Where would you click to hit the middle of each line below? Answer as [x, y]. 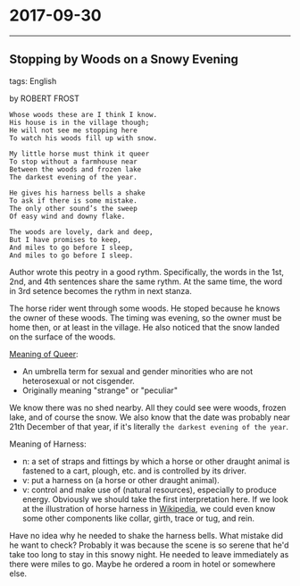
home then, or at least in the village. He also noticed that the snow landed [144, 327]
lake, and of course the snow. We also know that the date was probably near [150, 417]
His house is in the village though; [79, 122]
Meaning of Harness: [48, 444]
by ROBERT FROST [45, 98]
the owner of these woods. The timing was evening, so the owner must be [146, 317]
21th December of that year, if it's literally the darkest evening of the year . [149, 426]
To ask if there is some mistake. [74, 201]
